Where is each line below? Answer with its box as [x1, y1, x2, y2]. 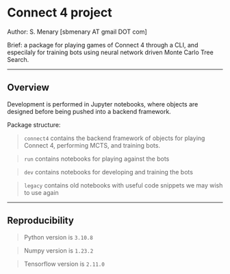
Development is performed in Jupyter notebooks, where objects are [7, 100, 199, 108]
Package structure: [7, 120, 61, 128]
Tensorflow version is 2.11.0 [23, 260, 105, 268]
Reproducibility [7, 215, 74, 227]
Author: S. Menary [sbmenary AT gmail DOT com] [7, 27, 147, 36]
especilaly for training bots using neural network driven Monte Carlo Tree [7, 48, 214, 56]
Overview [7, 82, 50, 93]
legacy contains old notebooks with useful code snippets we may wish [23, 181, 223, 190]
